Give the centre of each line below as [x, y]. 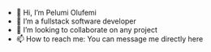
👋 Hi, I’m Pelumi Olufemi [56, 13]
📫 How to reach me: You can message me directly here [110, 39]
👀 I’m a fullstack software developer [76, 21]
